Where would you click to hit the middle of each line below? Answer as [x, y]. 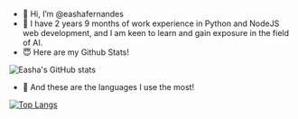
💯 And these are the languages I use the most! [108, 87]
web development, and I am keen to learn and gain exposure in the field [156, 33]
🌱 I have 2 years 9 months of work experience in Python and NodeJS [151, 23]
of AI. [33, 42]
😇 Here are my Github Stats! [75, 52]
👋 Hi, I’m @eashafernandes [73, 14]
